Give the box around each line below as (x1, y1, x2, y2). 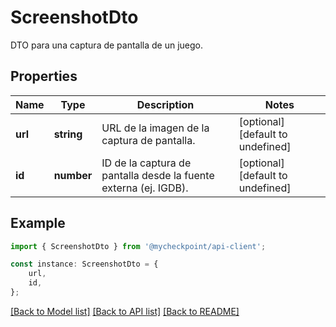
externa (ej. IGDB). (101, 181, 189, 195)
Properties (10, 68, 78, 85)
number (53, 168, 93, 182)
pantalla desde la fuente (101, 168, 215, 182)
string (53, 127, 83, 141)
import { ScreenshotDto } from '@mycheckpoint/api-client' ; (10, 241, 267, 251)
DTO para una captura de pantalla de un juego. (10, 39, 204, 51)
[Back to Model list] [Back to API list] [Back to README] (10, 305, 240, 317)
